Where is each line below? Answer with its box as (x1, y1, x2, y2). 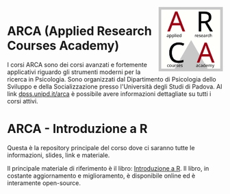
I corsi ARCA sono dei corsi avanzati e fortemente (7, 60, 147, 69)
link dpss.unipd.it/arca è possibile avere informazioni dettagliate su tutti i (7, 89, 212, 98)
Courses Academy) (7, 38, 120, 53)
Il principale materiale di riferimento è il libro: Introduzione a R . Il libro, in (7, 164, 209, 172)
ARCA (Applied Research (7, 23, 152, 39)
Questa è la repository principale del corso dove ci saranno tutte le (7, 143, 195, 151)
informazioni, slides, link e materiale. (7, 151, 110, 159)
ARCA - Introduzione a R (7, 121, 148, 136)
